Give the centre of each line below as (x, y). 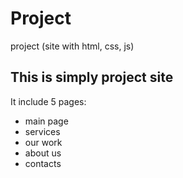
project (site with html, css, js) (72, 46)
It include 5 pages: (48, 101)
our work (43, 142)
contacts (43, 163)
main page (46, 121)
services (42, 131)
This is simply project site (92, 77)
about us (43, 153)
